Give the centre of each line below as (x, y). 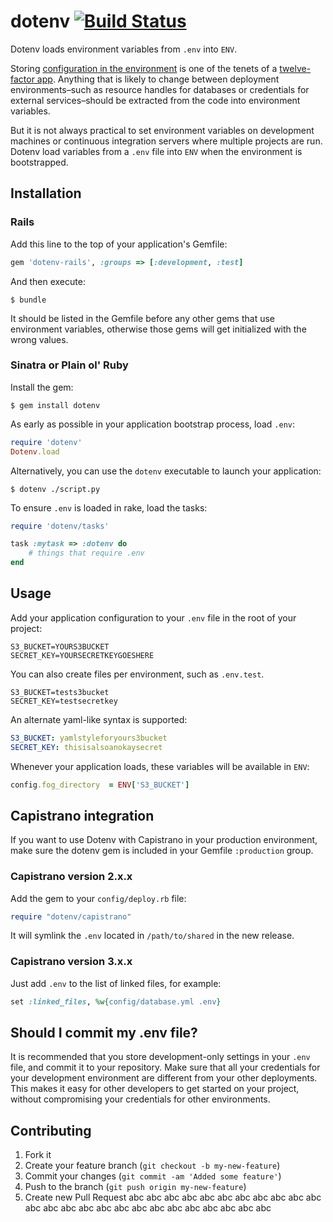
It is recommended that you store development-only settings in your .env (160, 1057)
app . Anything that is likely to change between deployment (158, 79)
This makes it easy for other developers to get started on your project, (155, 1089)
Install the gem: (42, 387)
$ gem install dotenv (55, 405)
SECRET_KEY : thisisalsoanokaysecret (86, 747)
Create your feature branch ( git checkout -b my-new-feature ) (152, 1166)
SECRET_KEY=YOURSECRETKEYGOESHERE (82, 655)
